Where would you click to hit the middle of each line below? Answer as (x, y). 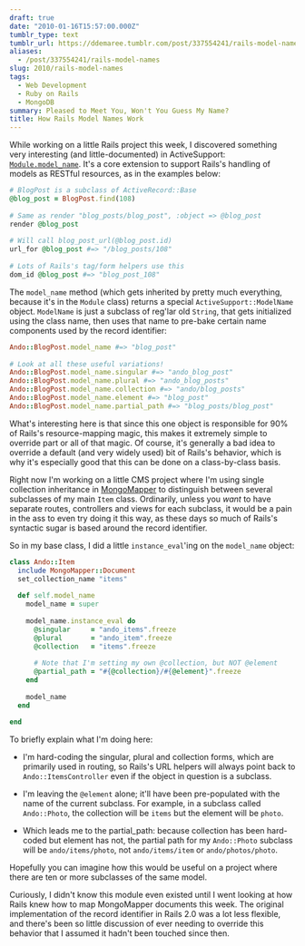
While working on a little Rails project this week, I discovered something (143, 145)
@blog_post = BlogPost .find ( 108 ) (73, 199)
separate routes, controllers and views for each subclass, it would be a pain (151, 508)
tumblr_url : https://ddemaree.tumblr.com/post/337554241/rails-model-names (156, 43)
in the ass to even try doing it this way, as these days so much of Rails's (144, 518)
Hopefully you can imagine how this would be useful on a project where (143, 868)
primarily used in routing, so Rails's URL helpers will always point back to (159, 766)
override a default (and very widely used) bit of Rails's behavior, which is (145, 452)
